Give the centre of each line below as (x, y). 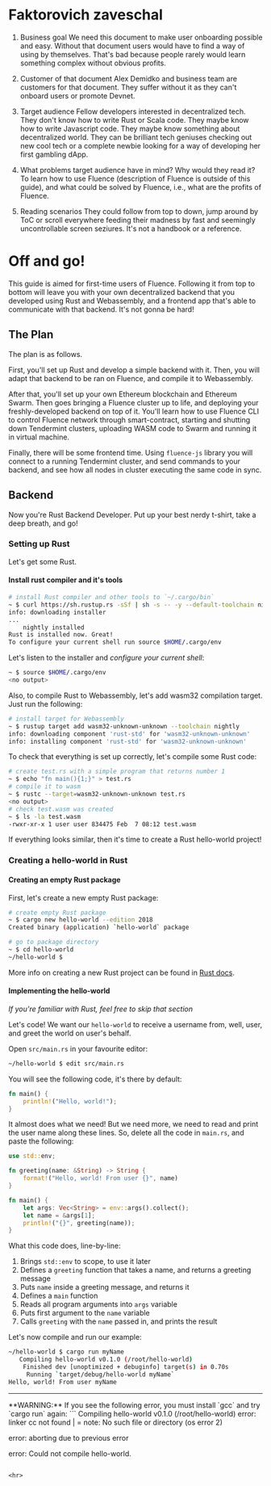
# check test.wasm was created (61, 809)
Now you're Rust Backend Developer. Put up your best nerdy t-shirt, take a (132, 514)
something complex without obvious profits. (93, 63)
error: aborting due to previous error (69, 1438)
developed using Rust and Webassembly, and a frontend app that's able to (132, 300)
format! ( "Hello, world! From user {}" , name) (101, 1178)
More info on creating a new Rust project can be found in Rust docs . (122, 972)
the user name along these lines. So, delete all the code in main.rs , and (126, 1133)
